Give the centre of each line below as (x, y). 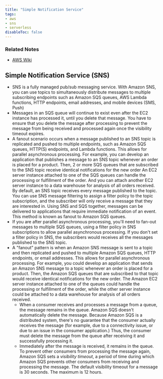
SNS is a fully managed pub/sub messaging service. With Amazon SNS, (84, 87)
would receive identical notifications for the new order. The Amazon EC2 (85, 279)
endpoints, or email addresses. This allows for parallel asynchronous (81, 258)
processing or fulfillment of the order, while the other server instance (81, 289)
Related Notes (22, 49)
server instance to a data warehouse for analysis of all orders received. (83, 185)
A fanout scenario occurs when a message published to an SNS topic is (84, 139)
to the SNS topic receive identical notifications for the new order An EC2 (84, 170)
